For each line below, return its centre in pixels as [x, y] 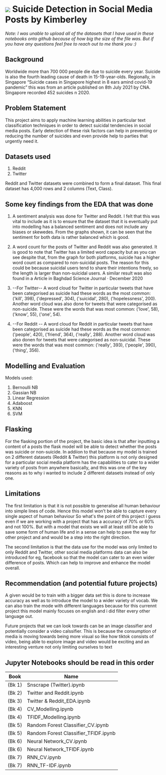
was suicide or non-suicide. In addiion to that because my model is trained [81, 451]
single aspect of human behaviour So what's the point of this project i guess [83, 516]
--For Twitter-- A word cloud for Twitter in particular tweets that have [83, 288]
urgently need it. [22, 141]
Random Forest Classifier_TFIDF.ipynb [71, 733]
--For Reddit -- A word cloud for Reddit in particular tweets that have [82, 324]
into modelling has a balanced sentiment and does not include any [80, 227]
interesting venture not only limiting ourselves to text [59, 647]
